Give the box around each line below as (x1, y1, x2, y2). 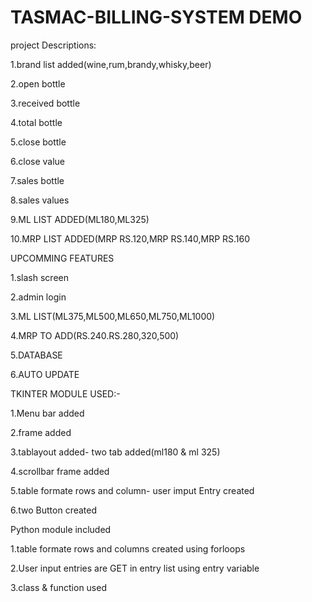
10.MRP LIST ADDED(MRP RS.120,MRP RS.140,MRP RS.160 (10, 232, 251, 245)
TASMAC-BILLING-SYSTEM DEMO (10, 6, 303, 29)
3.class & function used (10, 581, 107, 593)
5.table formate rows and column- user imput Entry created (10, 484, 255, 496)
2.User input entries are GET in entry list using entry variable (10, 562, 260, 574)
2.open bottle (10, 77, 66, 90)
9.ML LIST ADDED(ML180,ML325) (10, 213, 150, 225)
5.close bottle (10, 136, 67, 148)
